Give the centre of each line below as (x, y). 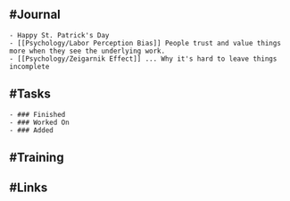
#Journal (35, 15)
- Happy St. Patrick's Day (59, 35)
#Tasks (30, 94)
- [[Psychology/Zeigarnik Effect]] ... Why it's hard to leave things (143, 59)
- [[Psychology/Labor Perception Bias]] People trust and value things (145, 43)
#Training (37, 158)
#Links (29, 188)
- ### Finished (37, 114)
